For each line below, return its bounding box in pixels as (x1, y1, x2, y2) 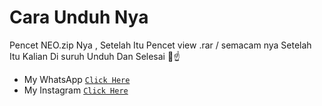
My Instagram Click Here (23, 84, 129, 96)
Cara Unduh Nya (9, 6, 149, 29)
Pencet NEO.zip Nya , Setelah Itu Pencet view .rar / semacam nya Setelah (9, 39, 312, 51)
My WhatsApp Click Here (23, 73, 131, 85)
